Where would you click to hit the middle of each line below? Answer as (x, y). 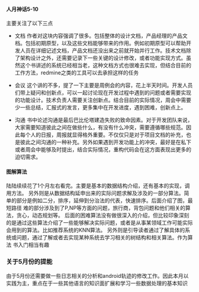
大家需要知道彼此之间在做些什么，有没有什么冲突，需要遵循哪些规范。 (100, 128)
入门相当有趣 (33, 245)
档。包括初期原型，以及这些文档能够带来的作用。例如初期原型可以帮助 (100, 43)
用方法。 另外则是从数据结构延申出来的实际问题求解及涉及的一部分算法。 (95, 193)
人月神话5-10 (22, 9)
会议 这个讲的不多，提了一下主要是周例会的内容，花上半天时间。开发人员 (104, 85)
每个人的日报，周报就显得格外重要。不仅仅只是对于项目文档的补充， (103, 135)
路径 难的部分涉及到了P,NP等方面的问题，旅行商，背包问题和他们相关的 (98, 208)
